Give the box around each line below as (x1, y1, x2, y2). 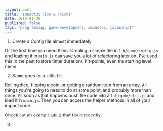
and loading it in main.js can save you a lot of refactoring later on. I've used (5, 53, 157, 59)
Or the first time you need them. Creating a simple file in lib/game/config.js (5, 48, 159, 54)
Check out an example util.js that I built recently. (5, 112, 102, 118)
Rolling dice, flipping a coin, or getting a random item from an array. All (5, 82, 147, 88)
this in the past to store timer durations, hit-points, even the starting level (5, 58, 151, 64)
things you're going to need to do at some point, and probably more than (5, 87, 151, 93)
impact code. (5, 103, 32, 109)
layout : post (5, 7, 32, 12)
